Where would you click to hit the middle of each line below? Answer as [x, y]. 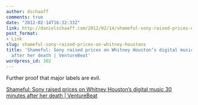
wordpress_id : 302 [29, 61]
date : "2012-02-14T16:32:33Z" [43, 22]
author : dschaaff [27, 12]
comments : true [25, 17]
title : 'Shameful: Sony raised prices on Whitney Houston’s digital [92, 50]
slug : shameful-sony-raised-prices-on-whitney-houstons [76, 45]
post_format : [22, 34]
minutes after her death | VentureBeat [52, 96]
